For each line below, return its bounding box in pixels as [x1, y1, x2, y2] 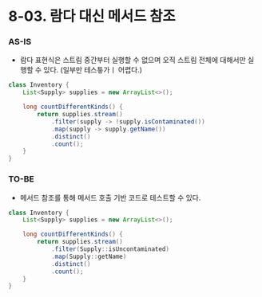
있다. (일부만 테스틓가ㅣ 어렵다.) [43, 65, 142, 75]
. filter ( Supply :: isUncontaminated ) [50, 245, 170, 253]
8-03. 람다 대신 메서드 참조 [8, 7, 176, 25]
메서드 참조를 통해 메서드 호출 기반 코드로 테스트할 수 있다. [19, 193, 201, 202]
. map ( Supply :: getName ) [50, 252, 127, 260]
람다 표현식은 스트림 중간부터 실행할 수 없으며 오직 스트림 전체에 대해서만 [19, 55, 246, 64]
